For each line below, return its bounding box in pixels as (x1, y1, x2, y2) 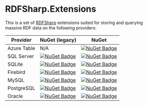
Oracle (7, 92, 23, 99)
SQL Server (7, 53, 34, 59)
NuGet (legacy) (40, 36, 77, 43)
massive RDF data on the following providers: (5, 25, 97, 30)
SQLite (7, 60, 23, 67)
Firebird (7, 69, 25, 76)
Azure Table (7, 45, 35, 52)
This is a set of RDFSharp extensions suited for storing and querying (5, 20, 143, 26)
